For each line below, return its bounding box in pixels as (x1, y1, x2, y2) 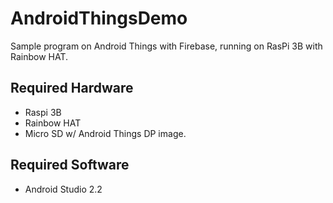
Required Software (10, 157, 130, 174)
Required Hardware (10, 80, 134, 97)
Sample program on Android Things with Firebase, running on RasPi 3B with (10, 40, 323, 52)
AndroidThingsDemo (10, 7, 188, 30)
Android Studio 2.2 (24, 183, 103, 195)
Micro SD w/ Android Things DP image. (24, 127, 187, 139)
